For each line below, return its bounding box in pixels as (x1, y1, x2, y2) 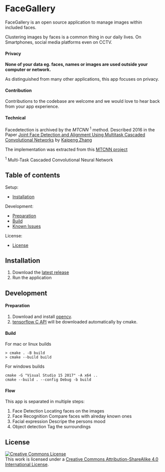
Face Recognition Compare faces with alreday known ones (12, 413, 132, 419)
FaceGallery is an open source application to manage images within (5, 19, 142, 25)
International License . (5, 462, 49, 468)
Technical (5, 115, 26, 120)
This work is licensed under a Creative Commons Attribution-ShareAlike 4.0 (5, 456, 159, 462)
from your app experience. (5, 104, 59, 110)
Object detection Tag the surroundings (12, 424, 91, 430)
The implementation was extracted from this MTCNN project (5, 147, 128, 152)
